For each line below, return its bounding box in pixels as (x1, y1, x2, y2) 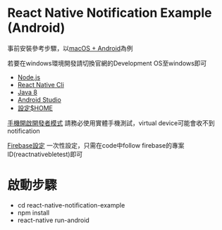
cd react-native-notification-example (17, 200, 125, 209)
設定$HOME (17, 103, 53, 112)
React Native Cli (17, 80, 65, 89)
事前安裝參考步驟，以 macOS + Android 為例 (7, 44, 133, 52)
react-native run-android (17, 216, 90, 224)
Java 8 (17, 88, 37, 96)
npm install (17, 208, 50, 217)
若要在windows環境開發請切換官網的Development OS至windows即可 (7, 58, 207, 68)
